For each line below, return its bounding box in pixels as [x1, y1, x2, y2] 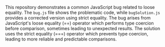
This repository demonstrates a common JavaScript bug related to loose [5, 4, 155, 10]
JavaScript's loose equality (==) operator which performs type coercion [5, 20, 154, 26]
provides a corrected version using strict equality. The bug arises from [5, 15, 151, 20]
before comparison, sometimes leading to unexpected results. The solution [5, 25, 160, 31]
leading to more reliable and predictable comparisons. [5, 36, 117, 42]
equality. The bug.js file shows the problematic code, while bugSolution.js [5, 9, 160, 15]
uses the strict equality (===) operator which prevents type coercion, [5, 31, 148, 36]
